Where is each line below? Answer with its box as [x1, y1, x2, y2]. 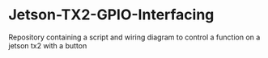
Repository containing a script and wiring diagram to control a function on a [8, 32, 261, 42]
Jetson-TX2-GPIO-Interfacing [8, 6, 215, 24]
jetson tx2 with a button [8, 40, 87, 50]
